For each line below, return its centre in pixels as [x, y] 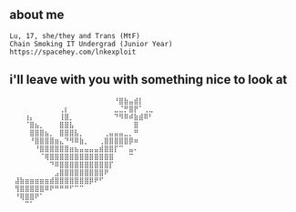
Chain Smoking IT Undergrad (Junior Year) [91, 44]
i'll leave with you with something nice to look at [148, 80]
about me [37, 15]
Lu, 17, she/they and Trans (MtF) [75, 35]
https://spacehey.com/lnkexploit [73, 52]
